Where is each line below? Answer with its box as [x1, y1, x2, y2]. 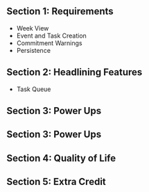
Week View [16, 24, 49, 32]
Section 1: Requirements [6, 6, 114, 17]
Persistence [16, 46, 51, 54]
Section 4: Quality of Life [6, 152, 116, 164]
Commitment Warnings [16, 38, 82, 47]
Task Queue [16, 85, 51, 93]
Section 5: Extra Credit [6, 176, 107, 188]
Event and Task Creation [16, 31, 87, 40]
